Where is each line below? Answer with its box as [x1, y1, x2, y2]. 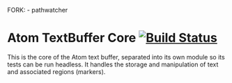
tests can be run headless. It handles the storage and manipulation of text [7, 60, 219, 68]
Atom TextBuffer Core [7, 30, 137, 46]
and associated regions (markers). [7, 67, 106, 75]
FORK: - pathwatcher [7, 6, 68, 14]
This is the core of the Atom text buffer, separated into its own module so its [7, 53, 225, 61]
